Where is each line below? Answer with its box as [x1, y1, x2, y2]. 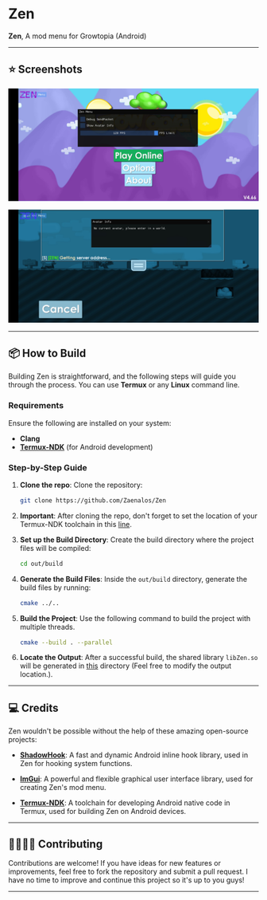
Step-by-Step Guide [8, 462, 87, 473]
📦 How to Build [8, 346, 87, 360]
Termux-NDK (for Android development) [19, 442, 153, 451]
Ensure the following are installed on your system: [8, 418, 172, 427]
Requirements [8, 400, 64, 411]
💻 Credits [8, 701, 59, 714]
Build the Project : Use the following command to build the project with [19, 613, 251, 623]
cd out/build [19, 560, 64, 568]
